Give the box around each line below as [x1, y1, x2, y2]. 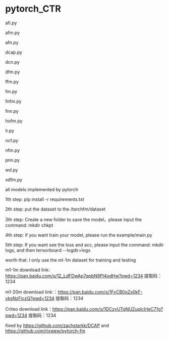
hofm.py [5, 117, 23, 124]
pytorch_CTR [5, 3, 62, 15]
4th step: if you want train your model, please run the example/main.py [5, 232, 152, 238]
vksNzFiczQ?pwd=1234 [5, 295, 54, 301]
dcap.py [5, 49, 23, 55]
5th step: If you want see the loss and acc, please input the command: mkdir [5, 241, 164, 248]
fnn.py [5, 108, 19, 114]
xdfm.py [5, 177, 23, 183]
